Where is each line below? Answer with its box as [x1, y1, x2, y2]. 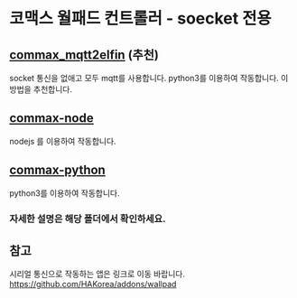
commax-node [9, 110, 94, 126]
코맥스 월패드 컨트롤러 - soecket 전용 [9, 8, 272, 29]
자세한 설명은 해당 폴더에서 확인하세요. [9, 212, 166, 225]
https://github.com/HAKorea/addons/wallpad [9, 279, 177, 290]
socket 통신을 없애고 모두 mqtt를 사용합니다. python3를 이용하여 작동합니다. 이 [9, 73, 289, 83]
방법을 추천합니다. [9, 84, 73, 95]
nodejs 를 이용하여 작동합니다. [9, 135, 116, 146]
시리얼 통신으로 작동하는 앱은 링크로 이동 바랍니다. [9, 268, 186, 280]
